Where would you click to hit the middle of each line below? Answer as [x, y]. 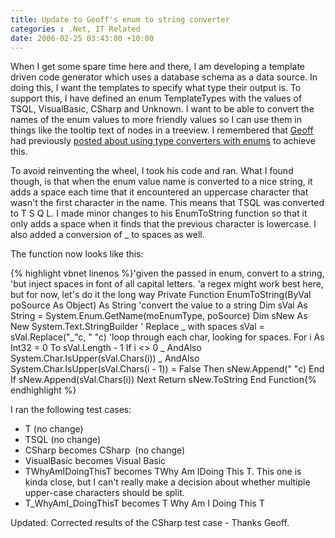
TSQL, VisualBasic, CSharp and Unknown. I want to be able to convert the [162, 109]
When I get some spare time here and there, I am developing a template [158, 67]
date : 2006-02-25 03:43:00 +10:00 [82, 38]
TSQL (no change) [63, 440]
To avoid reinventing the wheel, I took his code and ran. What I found [152, 171]
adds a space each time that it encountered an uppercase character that [159, 192]
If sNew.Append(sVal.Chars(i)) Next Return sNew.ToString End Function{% [163, 380]
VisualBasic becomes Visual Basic [95, 461]
